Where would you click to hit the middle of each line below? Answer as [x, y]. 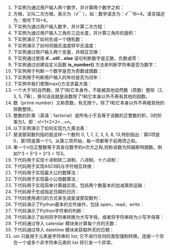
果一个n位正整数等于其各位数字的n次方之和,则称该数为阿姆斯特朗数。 [85, 147]
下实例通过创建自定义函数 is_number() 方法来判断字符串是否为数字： [85, 65]
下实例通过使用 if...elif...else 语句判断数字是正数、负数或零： [77, 58]
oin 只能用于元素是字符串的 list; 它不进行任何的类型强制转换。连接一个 [86, 236]
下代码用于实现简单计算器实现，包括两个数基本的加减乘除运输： [80, 185]
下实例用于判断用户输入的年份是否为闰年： [58, 77]
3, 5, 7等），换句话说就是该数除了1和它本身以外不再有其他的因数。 [81, 96]
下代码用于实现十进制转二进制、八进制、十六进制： [66, 160]
